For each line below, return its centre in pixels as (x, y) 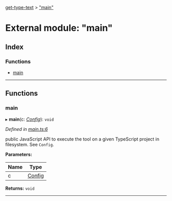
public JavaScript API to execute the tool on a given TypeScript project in (82, 139)
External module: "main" (59, 28)
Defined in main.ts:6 (27, 129)
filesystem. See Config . (30, 144)
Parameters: (19, 154)
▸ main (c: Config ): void (30, 119)
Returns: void (20, 188)
